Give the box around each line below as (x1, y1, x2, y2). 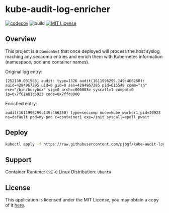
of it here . (5, 202, 26, 208)
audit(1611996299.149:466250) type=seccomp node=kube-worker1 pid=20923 (5, 110, 161, 115)
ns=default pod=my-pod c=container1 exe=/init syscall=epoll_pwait (5, 114, 150, 119)
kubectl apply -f (5, 141, 42, 147)
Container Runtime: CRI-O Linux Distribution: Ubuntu (5, 169, 112, 175)
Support (5, 155, 32, 164)
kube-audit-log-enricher (5, 4, 111, 15)
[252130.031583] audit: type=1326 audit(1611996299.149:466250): (5, 78, 145, 84)
